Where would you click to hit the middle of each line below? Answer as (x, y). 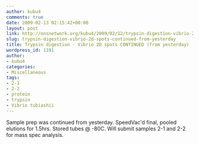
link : (13, 34)
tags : (13, 78)
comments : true (25, 17)
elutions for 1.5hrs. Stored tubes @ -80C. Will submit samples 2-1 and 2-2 (96, 129)
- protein (18, 94)
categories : (21, 67)
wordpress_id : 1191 (30, 50)
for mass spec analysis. (35, 135)
